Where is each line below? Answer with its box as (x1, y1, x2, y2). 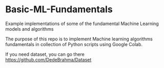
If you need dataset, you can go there (5, 51, 85, 57)
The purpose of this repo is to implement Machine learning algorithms (5, 36, 153, 42)
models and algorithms (5, 26, 54, 32)
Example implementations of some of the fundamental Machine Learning (5, 20, 159, 27)
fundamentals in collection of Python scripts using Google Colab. (5, 41, 142, 47)
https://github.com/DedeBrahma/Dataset (5, 56, 92, 62)
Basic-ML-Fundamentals (5, 4, 113, 15)
